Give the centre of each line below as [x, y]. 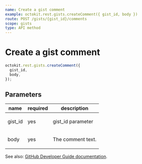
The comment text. [74, 139]
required [38, 108]
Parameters [23, 94]
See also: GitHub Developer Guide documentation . [56, 157]
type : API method [23, 28]
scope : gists [18, 23]
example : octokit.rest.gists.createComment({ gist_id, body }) [71, 14]
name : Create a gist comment [35, 10]
